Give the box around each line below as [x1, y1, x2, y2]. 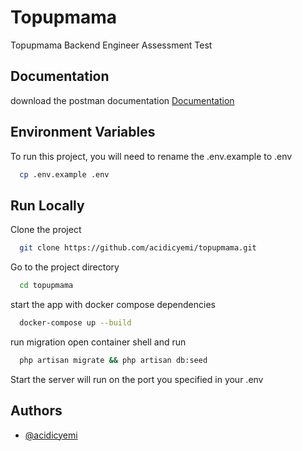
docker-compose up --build [19, 318, 132, 328]
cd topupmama [19, 281, 74, 291]
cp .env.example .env [19, 169, 110, 180]
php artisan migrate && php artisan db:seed [19, 355, 208, 365]
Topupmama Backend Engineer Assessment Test [10, 39, 213, 51]
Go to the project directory [10, 261, 120, 273]
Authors [10, 402, 63, 420]
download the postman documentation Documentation [10, 94, 235, 106]
